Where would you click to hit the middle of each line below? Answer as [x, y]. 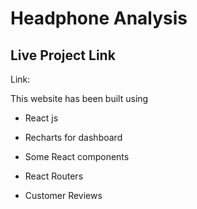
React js [41, 118]
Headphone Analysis [99, 18]
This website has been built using [79, 98]
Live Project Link [63, 55]
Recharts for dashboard [73, 137]
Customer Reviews [63, 195]
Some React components [77, 156]
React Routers [54, 176]
